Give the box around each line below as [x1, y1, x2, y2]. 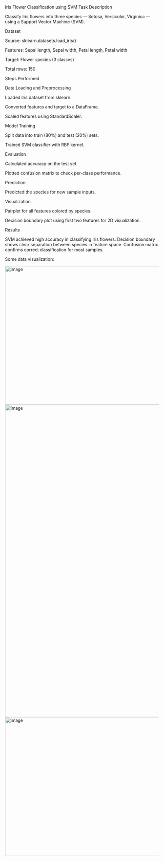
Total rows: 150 [5, 66, 36, 72]
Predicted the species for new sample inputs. [5, 189, 96, 195]
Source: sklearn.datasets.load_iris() [5, 38, 77, 43]
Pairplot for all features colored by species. [5, 208, 92, 214]
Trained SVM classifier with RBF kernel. [5, 142, 84, 147]
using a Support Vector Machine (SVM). [5, 19, 85, 24]
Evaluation [5, 151, 26, 157]
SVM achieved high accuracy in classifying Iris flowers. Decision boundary [5, 236, 155, 242]
